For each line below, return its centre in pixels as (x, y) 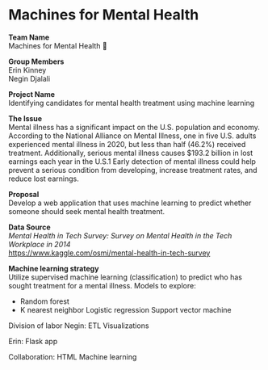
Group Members (36, 61)
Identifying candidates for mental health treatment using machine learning (132, 103)
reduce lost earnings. (44, 179)
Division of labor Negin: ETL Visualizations (79, 326)
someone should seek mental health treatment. (87, 211)
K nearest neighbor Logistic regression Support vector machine (126, 309)
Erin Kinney (27, 69)
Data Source (29, 227)
